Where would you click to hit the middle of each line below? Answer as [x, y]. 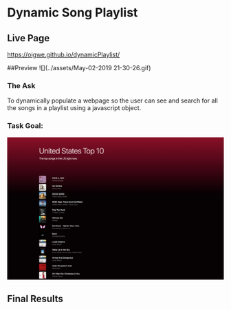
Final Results [35, 299]
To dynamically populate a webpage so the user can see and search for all [112, 100]
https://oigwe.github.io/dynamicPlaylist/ [64, 54]
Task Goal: [25, 126]
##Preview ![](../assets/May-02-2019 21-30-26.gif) [79, 68]
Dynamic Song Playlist [73, 13]
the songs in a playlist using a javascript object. [74, 108]
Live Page [29, 38]
